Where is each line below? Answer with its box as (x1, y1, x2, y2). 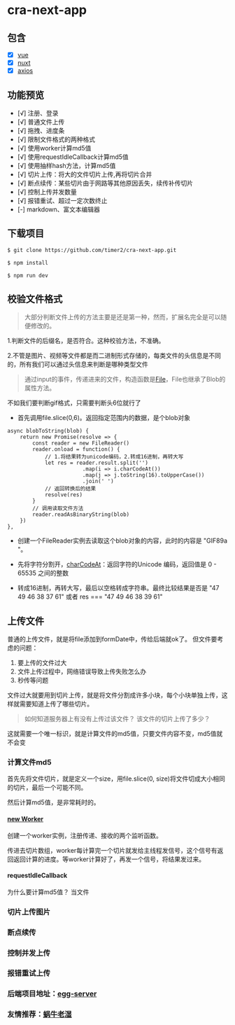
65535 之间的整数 (17, 569, 69, 578)
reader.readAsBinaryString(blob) (32, 511, 130, 518)
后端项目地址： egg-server (7, 989, 97, 999)
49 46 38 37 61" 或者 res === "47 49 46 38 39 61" (17, 592, 163, 601)
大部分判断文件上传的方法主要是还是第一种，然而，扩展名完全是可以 (24, 313, 221, 321)
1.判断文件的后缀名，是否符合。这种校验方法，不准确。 (7, 337, 165, 345)
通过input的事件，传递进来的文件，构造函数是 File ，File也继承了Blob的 (24, 375, 226, 384)
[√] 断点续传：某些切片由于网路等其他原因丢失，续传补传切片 (17, 179, 194, 187)
